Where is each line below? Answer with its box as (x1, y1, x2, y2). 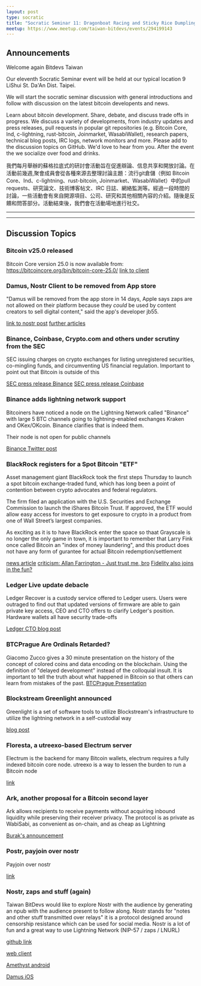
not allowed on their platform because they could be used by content (6, 301, 176, 309)
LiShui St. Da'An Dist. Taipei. (6, 82, 76, 89)
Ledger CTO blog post (6, 625, 61, 632)
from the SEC (6, 342, 46, 350)
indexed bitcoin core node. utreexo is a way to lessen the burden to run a (6, 761, 187, 769)
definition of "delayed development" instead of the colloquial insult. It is (6, 667, 182, 674)
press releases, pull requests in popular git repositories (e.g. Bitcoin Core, (6, 124, 188, 132)
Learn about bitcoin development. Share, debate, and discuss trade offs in (6, 112, 190, 119)
